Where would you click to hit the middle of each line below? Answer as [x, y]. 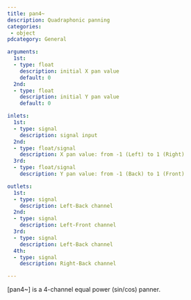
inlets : [18, 116]
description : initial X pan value [69, 71]
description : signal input [59, 135]
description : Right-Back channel [68, 264]
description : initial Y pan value [69, 97]
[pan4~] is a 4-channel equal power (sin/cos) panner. [84, 290]
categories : [24, 26]
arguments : [23, 52]
